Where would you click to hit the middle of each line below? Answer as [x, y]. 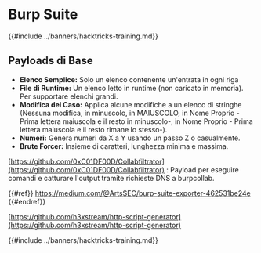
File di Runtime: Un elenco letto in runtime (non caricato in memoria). [132, 88]
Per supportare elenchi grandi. [69, 96]
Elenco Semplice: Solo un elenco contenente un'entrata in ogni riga [129, 79]
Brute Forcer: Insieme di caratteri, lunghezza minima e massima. [124, 146]
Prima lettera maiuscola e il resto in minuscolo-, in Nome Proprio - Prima [136, 121]
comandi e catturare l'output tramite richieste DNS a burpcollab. [111, 178]
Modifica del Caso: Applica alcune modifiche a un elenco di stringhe [130, 104]
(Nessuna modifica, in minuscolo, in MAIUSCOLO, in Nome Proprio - [130, 113]
